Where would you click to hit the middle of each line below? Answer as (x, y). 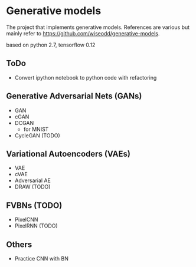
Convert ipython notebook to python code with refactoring (86, 77)
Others (19, 244)
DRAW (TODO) (32, 187)
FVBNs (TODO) (34, 205)
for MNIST (36, 129)
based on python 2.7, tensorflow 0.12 (51, 45)
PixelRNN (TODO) (36, 226)
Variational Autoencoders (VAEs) (68, 154)
